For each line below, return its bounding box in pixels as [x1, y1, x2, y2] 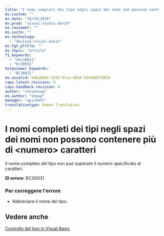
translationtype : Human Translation [5, 103, 80, 107]
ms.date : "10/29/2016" [5, 16, 51, 21]
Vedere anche [5, 213, 49, 221]
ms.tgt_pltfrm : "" [5, 43, 42, 48]
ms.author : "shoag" [5, 93, 45, 98]
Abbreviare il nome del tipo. [12, 198, 68, 204]
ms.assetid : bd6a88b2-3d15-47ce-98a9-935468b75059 [5, 75, 110, 80]
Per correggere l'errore [5, 187, 61, 194]
